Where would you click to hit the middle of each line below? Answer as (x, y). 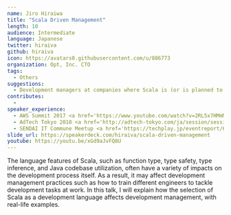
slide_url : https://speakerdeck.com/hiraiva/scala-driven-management (109, 135)
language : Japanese (35, 39)
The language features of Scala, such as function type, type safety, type (110, 161)
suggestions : (26, 84)
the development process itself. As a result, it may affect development (106, 175)
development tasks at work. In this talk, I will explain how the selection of (110, 190)
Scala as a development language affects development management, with (112, 197)
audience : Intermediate (41, 33)
